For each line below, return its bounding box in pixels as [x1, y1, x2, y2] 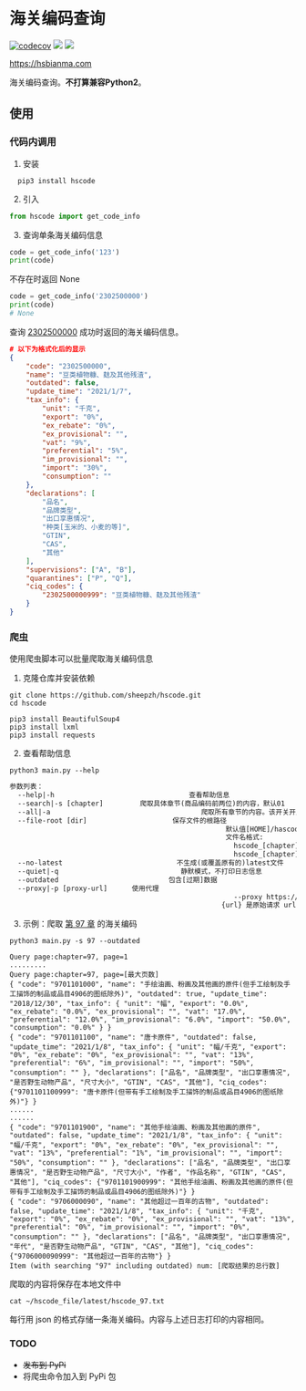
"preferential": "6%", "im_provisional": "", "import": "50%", [9, 1059, 255, 1068]
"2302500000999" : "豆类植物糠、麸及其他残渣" [42, 590, 202, 600]
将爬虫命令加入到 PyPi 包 [22, 1370, 117, 1382]
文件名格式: [225, 833, 264, 842]
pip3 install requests [9, 731, 96, 740]
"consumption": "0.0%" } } [9, 1023, 112, 1033]
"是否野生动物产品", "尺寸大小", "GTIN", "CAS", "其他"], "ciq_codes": [9, 1078, 268, 1087]
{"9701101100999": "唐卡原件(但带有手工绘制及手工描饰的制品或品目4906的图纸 [9, 1087, 278, 1097]
